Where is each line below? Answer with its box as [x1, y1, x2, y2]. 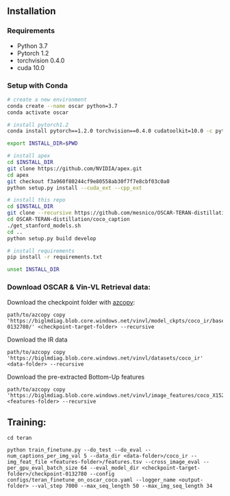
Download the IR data [7, 335, 68, 344]
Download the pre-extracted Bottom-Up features [7, 373, 145, 381]
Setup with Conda [7, 80, 68, 90]
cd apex [7, 172, 29, 178]
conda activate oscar [7, 109, 69, 116]
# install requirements [7, 247, 75, 255]
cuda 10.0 [16, 63, 45, 71]
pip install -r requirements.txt [7, 254, 103, 261]
